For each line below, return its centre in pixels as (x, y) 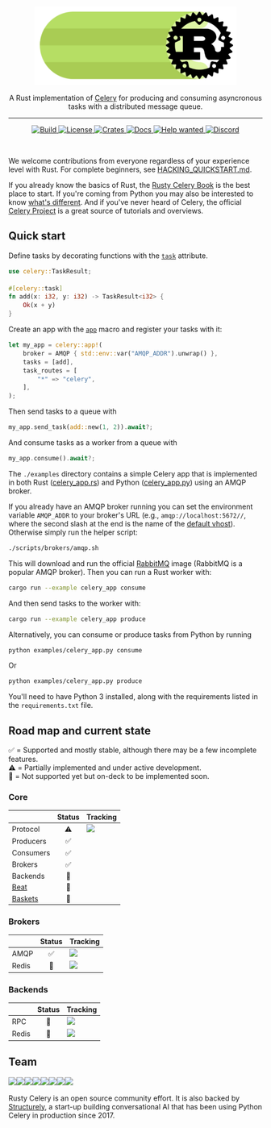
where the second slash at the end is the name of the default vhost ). (122, 523)
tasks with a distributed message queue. (135, 106)
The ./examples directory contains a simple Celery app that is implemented (133, 473)
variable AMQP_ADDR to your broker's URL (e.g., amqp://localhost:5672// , (127, 515)
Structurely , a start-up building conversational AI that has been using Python (135, 1106)
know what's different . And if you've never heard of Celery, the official (125, 202)
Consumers (31, 853)
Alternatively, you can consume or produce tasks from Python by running (130, 635)
